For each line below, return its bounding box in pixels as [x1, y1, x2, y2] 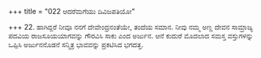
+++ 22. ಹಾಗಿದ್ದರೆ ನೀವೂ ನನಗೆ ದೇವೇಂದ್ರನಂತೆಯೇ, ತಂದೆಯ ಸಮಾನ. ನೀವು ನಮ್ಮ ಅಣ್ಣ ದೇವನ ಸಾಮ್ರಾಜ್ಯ [8, 23, 253, 31]
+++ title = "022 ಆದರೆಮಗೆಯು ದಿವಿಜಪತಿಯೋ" [8, 7, 135, 16]
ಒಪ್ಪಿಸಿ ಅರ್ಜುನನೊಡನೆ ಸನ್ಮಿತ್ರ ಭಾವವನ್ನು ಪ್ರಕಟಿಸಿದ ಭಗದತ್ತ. [8, 40, 144, 49]
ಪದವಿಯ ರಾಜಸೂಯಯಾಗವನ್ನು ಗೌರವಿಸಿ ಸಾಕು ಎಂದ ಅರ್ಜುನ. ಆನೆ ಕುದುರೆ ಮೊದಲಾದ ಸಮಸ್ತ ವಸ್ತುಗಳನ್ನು [8, 31, 254, 40]
